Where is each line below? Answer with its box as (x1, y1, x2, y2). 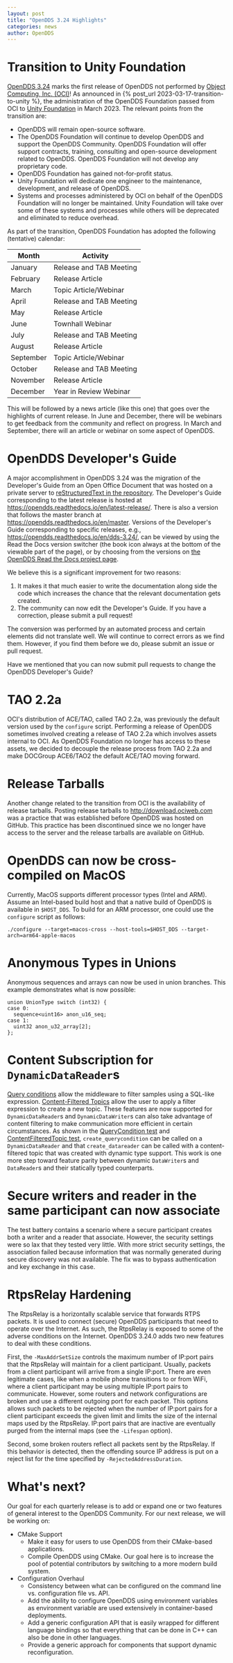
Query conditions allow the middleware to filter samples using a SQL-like (7, 1090, 215, 1098)
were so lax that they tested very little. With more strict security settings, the (7, 1240, 225, 1249)
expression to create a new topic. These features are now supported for (7, 1105, 213, 1113)
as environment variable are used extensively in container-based (27, 1603, 213, 1612)
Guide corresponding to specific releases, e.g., (7, 525, 141, 534)
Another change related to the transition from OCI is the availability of (7, 799, 206, 807)
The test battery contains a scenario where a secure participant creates (7, 1225, 212, 1234)
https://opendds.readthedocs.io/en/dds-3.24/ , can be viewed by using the (7, 533, 220, 541)
